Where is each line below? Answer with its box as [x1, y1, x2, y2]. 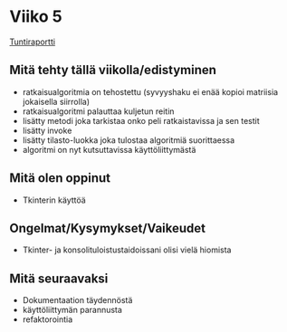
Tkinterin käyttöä [22, 194, 86, 205]
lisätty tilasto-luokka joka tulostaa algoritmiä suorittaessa [22, 134, 235, 146]
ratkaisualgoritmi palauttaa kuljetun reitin [22, 106, 175, 117]
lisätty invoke [22, 125, 72, 136]
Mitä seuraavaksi [9, 270, 109, 286]
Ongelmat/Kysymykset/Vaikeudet [9, 220, 206, 236]
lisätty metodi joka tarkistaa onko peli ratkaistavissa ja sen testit [22, 115, 260, 126]
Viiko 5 [9, 6, 62, 27]
